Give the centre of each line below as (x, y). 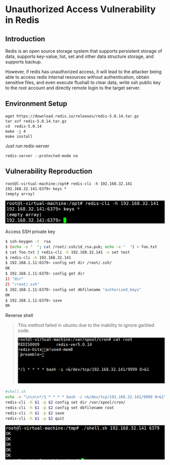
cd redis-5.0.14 (24, 126)
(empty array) (20, 194)
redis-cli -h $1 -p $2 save (35, 413)
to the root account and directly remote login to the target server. (73, 88)
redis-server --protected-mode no (42, 156)
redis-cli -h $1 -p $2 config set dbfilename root (60, 408)
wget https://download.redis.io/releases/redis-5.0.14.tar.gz (72, 116)
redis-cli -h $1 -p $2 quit (35, 418)
